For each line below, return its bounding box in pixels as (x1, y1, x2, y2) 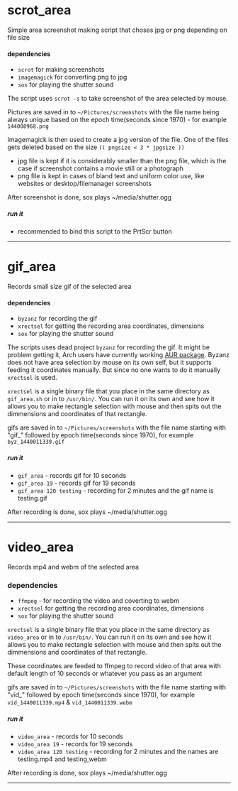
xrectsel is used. (7, 373, 58, 382)
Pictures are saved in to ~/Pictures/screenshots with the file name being (7, 108, 220, 116)
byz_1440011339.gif (7, 439, 65, 446)
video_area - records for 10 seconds (17, 732, 124, 741)
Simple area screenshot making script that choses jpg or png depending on (7, 26, 227, 34)
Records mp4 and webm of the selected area (7, 563, 140, 572)
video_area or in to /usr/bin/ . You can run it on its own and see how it (7, 633, 212, 641)
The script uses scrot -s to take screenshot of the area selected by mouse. (7, 94, 228, 103)
